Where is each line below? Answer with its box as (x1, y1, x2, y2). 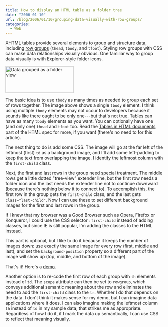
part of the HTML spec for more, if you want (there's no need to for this (5, 129, 153, 135)
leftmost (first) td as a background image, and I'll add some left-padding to (5, 150, 160, 156)
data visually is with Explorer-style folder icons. (5, 56, 103, 62)
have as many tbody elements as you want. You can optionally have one (5, 118, 154, 124)
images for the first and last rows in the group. (5, 202, 101, 208)
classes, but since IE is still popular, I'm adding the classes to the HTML (5, 223, 153, 229)
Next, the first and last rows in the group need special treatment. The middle (5, 170, 163, 176)
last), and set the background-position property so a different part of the (5, 248, 154, 254)
